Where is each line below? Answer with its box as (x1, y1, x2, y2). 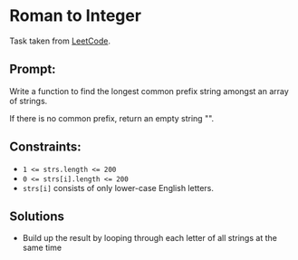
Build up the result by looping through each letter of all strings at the (22, 233, 278, 244)
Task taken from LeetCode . (9, 35, 111, 46)
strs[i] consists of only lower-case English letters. (22, 182, 215, 193)
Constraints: (9, 140, 82, 155)
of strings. (9, 95, 48, 106)
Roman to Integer (9, 5, 142, 26)
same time (22, 242, 62, 254)
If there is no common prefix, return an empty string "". (9, 112, 215, 123)
